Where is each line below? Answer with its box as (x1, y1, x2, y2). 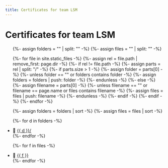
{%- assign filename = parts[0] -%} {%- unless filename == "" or (12, 82, 148, 88)
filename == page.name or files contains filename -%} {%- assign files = (12, 88, 163, 94)
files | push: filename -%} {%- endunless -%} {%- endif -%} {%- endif (12, 93, 159, 99)
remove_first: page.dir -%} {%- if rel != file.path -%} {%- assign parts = (12, 61, 161, 67)
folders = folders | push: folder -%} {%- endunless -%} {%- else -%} (12, 76, 156, 83)
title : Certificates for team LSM (5, 7, 78, 13)
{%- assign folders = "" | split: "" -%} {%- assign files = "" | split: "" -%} (12, 46, 162, 52)
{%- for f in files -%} (12, 142, 55, 148)
